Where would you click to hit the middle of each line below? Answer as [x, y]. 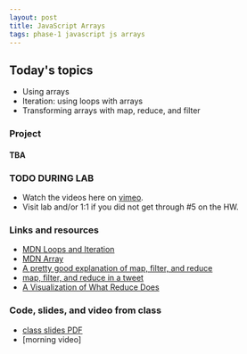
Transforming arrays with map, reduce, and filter [111, 111]
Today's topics [51, 70]
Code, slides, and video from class [86, 310]
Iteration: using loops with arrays [82, 101]
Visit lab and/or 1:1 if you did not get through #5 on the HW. [130, 207]
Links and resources [54, 230]
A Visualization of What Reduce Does [91, 287]
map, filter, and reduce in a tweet [83, 278]
